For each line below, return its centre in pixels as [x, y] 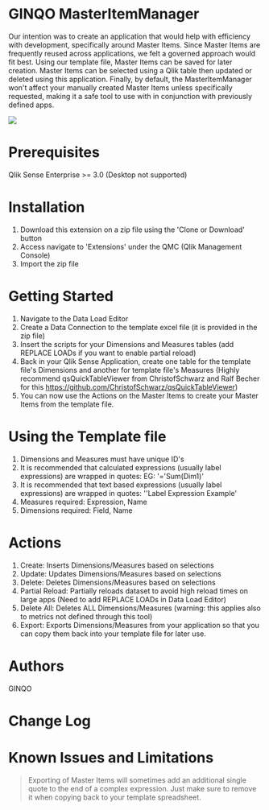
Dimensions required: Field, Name [76, 510]
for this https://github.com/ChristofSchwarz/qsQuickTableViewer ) [129, 386]
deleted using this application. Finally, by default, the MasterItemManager [130, 79]
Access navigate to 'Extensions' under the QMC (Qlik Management [131, 246]
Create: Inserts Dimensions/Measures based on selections [117, 565]
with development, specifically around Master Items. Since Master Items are [134, 44]
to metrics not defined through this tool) [86, 616]
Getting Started [61, 296]
